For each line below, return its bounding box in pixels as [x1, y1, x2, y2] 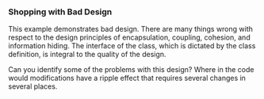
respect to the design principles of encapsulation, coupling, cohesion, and [8, 32, 251, 42]
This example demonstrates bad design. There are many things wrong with [8, 25, 254, 34]
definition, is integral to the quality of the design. [8, 50, 166, 59]
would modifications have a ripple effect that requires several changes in [8, 74, 246, 83]
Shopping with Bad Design [8, 6, 113, 17]
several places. [8, 82, 58, 91]
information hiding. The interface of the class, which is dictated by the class [8, 41, 256, 51]
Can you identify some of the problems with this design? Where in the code [8, 65, 254, 74]
